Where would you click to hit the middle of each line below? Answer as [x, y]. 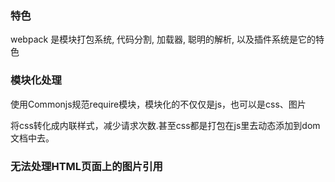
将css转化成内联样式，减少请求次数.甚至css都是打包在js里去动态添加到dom [165, 125]
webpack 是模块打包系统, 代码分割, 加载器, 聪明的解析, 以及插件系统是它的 [163, 39]
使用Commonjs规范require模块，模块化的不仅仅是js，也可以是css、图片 [158, 104]
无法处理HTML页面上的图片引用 [86, 166]
